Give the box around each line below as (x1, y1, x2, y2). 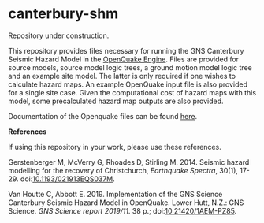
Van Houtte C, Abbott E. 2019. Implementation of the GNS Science (8, 189, 223, 199)
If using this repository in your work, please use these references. (8, 142, 222, 151)
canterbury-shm (8, 5, 119, 23)
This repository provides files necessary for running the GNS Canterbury (8, 46, 244, 55)
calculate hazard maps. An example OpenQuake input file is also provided (8, 80, 248, 89)
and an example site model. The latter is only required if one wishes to (8, 71, 236, 80)
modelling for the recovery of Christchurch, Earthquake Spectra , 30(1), (8, 165, 239, 175)
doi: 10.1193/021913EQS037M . (20, 174, 116, 184)
